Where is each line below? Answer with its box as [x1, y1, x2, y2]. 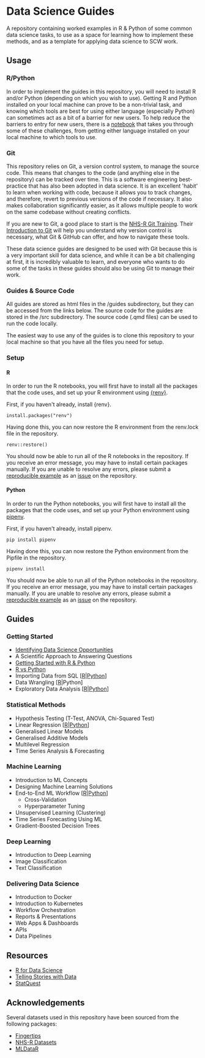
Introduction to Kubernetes [15, 900, 83, 907]
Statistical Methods [6, 700, 66, 709]
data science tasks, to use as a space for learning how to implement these [6, 31, 194, 38]
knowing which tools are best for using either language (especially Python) [6, 107, 195, 115]
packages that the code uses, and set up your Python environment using [6, 506, 190, 513]
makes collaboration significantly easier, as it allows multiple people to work [6, 201, 198, 209]
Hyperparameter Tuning [24, 802, 85, 810]
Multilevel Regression [15, 740, 70, 748]
